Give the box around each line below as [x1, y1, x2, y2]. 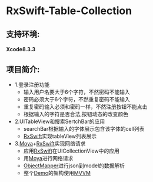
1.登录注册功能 [14, 81, 50, 88]
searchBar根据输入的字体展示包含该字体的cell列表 [23, 125, 145, 132]
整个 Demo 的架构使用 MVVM [23, 169, 91, 176]
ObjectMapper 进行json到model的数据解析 [23, 162, 125, 169]
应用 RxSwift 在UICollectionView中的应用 [23, 147, 119, 154]
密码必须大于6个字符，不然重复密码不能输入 [23, 95, 131, 102]
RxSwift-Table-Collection [6, 4, 132, 18]
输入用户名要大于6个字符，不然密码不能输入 [23, 88, 131, 95]
